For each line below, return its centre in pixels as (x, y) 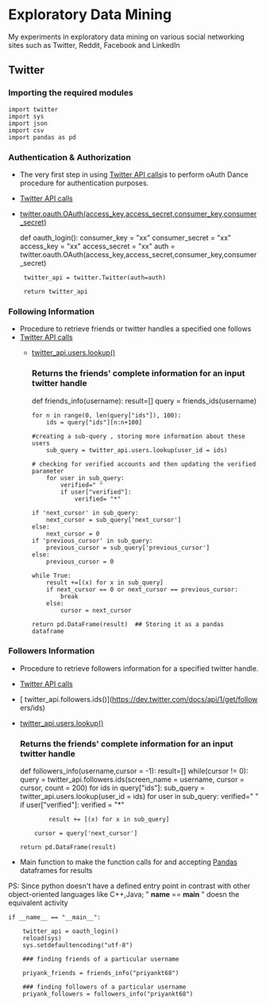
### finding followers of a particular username (104, 987)
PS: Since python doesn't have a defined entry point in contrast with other (129, 886)
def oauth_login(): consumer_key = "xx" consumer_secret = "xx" (125, 237)
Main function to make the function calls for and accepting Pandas (129, 862)
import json (28, 123)
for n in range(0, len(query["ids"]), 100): (106, 415)
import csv (26, 130)
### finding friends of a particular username (101, 959)
